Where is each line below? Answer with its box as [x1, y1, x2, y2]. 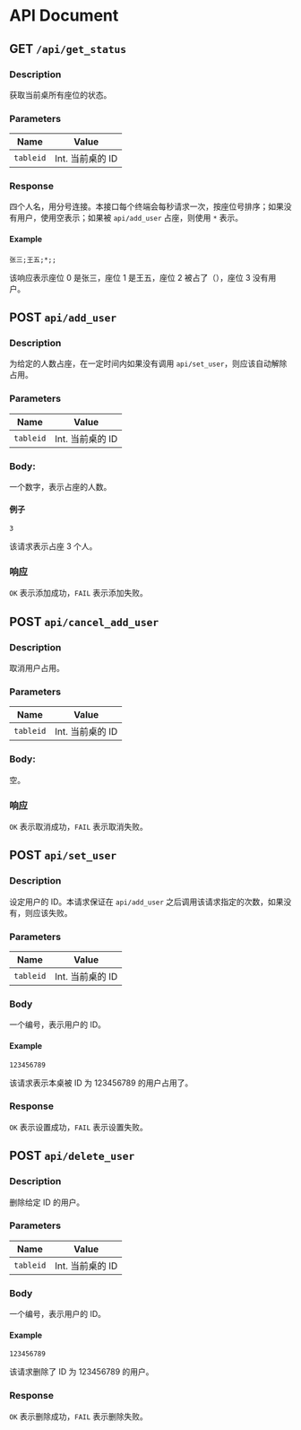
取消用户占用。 [9, 663, 64, 674]
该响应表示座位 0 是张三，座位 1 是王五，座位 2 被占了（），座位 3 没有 [9, 272, 269, 283]
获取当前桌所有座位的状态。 [9, 89, 112, 100]
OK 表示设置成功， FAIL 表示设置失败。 [9, 1121, 148, 1132]
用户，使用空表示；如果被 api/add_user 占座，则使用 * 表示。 [16, 213, 244, 223]
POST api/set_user [9, 848, 117, 863]
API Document [9, 5, 119, 26]
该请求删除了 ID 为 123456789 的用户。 [9, 1366, 154, 1377]
